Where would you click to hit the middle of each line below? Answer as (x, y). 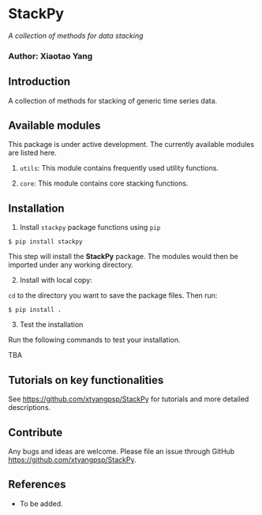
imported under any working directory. (71, 265)
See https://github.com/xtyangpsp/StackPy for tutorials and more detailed (129, 399)
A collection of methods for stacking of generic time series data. (113, 100)
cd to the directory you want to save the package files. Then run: (113, 295)
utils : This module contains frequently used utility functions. (119, 168)
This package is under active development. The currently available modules (131, 145)
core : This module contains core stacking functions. (104, 183)
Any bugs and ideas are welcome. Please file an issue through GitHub (122, 451)
